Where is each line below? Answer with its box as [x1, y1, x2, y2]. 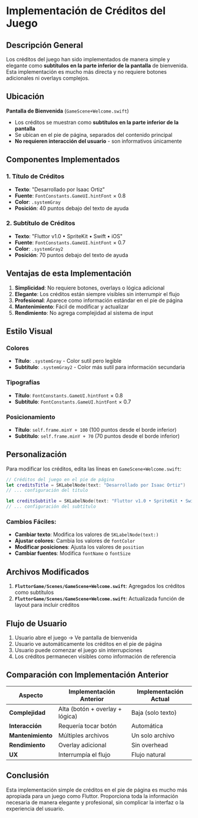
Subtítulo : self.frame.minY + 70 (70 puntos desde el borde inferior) [14, 432, 180, 439]
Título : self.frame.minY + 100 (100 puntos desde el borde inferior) [14, 426, 177, 433]
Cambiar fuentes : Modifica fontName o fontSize [14, 550, 131, 557]
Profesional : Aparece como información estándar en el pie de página [14, 297, 183, 304]
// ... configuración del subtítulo [6, 504, 96, 510]
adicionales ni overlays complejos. [6, 75, 90, 81]
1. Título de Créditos [6, 172, 65, 180]
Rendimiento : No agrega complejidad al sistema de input [14, 309, 153, 316]
